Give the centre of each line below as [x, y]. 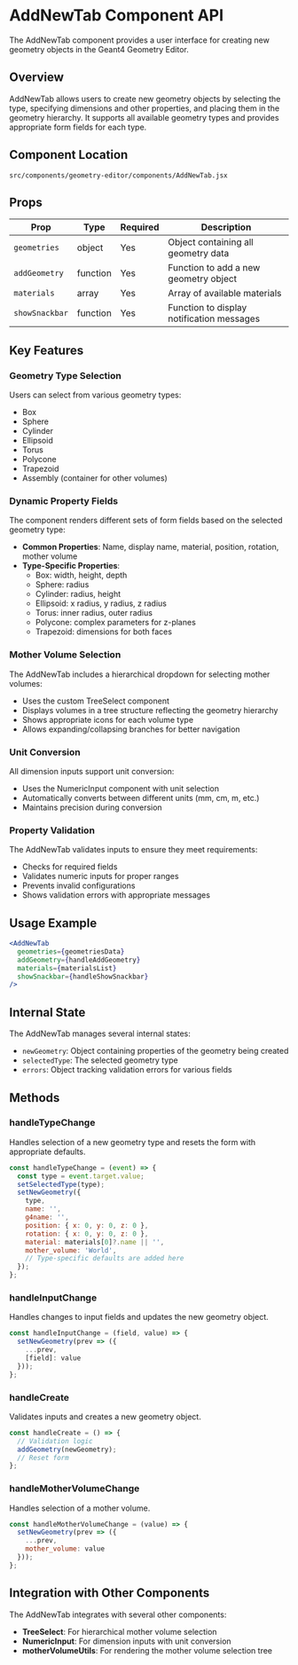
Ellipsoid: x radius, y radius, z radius [101, 603]
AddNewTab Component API [117, 16]
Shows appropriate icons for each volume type [107, 719]
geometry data [199, 254]
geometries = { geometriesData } [71, 951]
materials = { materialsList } [67, 968]
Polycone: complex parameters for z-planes [116, 623]
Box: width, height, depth [81, 575]
